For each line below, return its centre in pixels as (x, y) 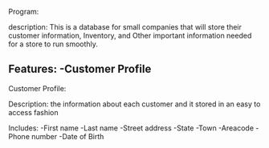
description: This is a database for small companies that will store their (125, 27)
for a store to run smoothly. (53, 44)
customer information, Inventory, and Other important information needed (130, 36)
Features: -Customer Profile (80, 69)
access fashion (33, 112)
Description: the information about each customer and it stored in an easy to (134, 104)
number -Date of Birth (67, 136)
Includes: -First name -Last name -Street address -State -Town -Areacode (131, 128)
